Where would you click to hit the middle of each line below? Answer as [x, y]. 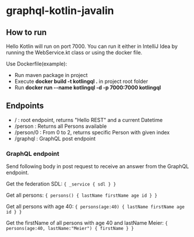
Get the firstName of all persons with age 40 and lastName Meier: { [87, 223]
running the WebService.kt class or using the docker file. [74, 53]
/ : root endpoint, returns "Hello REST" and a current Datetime [89, 120]
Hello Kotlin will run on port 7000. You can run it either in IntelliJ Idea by [92, 46]
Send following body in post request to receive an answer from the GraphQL [98, 166]
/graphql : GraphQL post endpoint [55, 138]
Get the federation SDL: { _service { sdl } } [61, 184]
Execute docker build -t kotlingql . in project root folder [81, 81]
